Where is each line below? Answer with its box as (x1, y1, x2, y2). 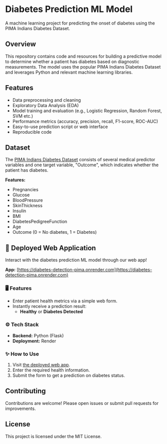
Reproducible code (12, 129, 52, 135)
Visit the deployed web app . (12, 362, 70, 368)
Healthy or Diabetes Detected (19, 309, 83, 315)
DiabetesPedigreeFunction (12, 219, 67, 225)
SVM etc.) (12, 113, 33, 119)
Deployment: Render (12, 338, 56, 344)
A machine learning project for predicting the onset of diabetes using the (5, 20, 155, 26)
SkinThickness (12, 203, 42, 209)
